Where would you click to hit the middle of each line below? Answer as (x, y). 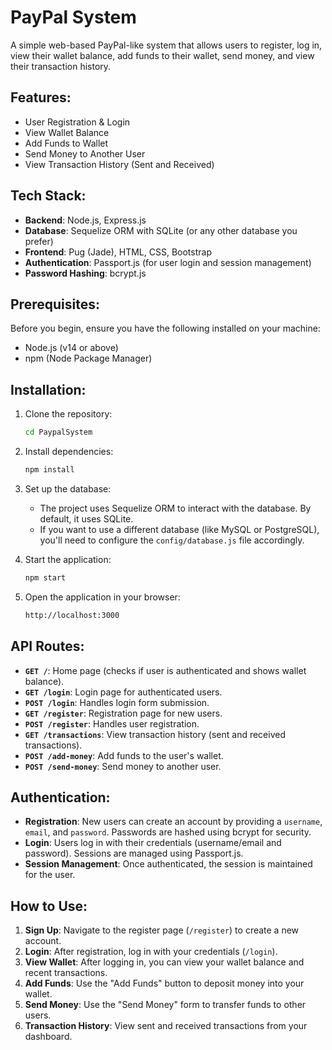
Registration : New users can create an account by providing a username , (173, 822)
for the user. (50, 875)
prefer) (39, 241)
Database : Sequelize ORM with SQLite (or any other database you (161, 230)
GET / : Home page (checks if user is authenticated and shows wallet (165, 670)
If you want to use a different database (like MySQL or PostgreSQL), (179, 529)
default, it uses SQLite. (86, 518)
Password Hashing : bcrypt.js (85, 273)
